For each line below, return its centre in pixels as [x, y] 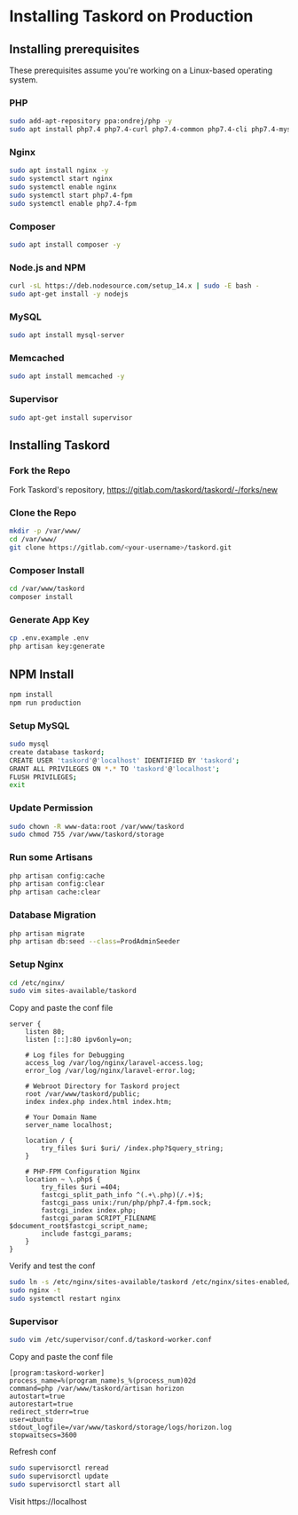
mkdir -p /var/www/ [45, 531]
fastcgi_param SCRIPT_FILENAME [99, 1219]
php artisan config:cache [57, 876]
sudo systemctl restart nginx [65, 1299]
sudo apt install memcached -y [67, 376]
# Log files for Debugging [75, 1055]
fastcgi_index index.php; [89, 1211]
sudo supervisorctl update [59, 1476]
